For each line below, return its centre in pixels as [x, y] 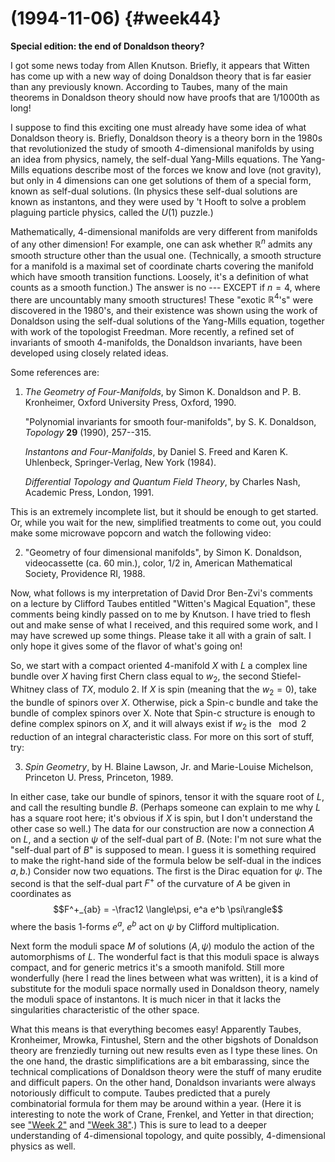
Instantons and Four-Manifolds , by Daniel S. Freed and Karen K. [156, 452]
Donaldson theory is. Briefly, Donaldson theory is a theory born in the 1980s [166, 138]
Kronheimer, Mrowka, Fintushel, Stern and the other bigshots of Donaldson [164, 1039]
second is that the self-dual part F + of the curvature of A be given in [150, 882]
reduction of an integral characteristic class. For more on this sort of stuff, [162, 736]
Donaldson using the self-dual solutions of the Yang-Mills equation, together [167, 321]
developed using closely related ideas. [89, 353]
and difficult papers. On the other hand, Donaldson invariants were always [163, 1082]
